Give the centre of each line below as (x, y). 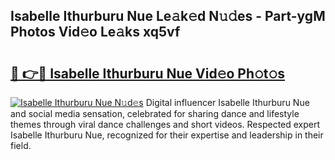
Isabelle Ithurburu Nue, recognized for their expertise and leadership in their (167, 135)
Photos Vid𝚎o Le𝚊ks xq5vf (95, 32)
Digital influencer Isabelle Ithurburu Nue (227, 102)
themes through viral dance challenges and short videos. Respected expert (165, 124)
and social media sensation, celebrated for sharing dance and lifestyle (155, 113)
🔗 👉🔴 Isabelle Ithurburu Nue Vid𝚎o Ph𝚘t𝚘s (148, 73)
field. (21, 145)
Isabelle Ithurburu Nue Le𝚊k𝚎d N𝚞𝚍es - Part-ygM (168, 16)
